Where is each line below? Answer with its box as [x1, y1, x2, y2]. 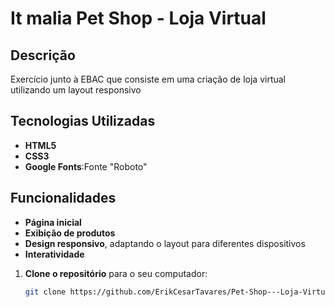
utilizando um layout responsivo [10, 84, 142, 96]
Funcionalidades [10, 190, 117, 207]
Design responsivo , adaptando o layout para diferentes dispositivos [24, 237, 306, 249]
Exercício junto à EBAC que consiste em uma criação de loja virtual [10, 73, 287, 85]
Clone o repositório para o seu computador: [24, 267, 208, 279]
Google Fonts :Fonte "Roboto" [24, 160, 148, 172]
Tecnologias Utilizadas [10, 113, 156, 130]
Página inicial [24, 216, 82, 228]
